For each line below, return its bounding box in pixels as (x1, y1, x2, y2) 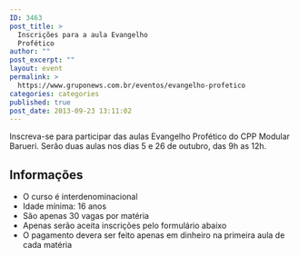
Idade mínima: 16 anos (22, 201, 107, 212)
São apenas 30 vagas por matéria (22, 211, 150, 222)
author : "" (9, 47, 51, 56)
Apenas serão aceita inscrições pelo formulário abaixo (22, 220, 227, 232)
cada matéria (22, 240, 73, 251)
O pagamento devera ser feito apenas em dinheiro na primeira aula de (22, 230, 285, 241)
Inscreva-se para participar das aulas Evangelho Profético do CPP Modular (9, 131, 291, 142)
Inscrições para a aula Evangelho (17, 30, 148, 39)
